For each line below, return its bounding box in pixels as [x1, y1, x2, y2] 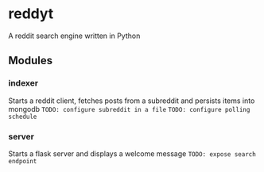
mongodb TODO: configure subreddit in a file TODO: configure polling [8, 104, 250, 113]
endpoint [8, 157, 37, 165]
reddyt [8, 5, 54, 23]
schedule [8, 113, 37, 120]
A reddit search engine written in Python [8, 31, 141, 40]
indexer [8, 78, 38, 89]
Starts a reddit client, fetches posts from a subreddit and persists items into [8, 96, 255, 105]
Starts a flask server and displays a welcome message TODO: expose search [8, 148, 256, 159]
